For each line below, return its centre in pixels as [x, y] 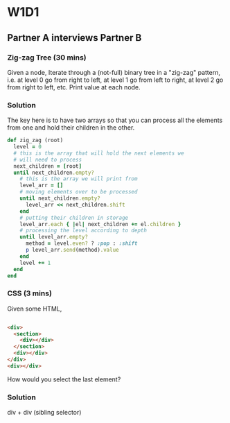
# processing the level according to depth [83, 231]
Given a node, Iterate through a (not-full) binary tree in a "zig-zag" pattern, [114, 72]
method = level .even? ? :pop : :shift [81, 243]
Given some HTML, [35, 309]
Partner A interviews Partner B [74, 38]
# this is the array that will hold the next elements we [99, 153]
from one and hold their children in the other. [71, 128]
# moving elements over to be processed [79, 192]
